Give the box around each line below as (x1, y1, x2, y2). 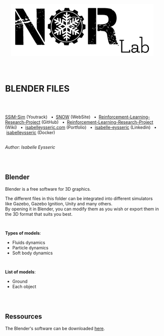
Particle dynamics (12, 245, 49, 250)
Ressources (5, 313, 43, 321)
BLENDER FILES (5, 83, 70, 94)
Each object (12, 283, 37, 290)
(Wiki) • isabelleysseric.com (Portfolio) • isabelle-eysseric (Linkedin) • (5, 124, 157, 130)
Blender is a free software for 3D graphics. (5, 186, 92, 192)
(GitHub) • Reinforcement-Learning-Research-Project (41, 119, 153, 125)
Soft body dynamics (12, 250, 53, 256)
